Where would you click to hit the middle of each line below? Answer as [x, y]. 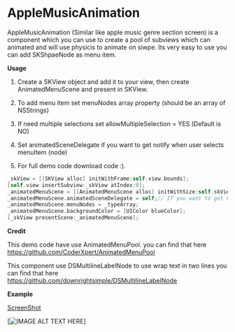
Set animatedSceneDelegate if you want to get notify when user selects [121, 144]
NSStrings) [33, 110]
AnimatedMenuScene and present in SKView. [83, 89]
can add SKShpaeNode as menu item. [62, 55]
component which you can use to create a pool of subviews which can [109, 39]
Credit [16, 231]
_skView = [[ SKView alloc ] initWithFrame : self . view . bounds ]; [98, 179]
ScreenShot [24, 308]
